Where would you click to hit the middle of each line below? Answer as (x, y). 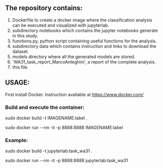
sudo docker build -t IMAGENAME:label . (46, 118)
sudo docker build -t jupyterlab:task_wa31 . (49, 151)
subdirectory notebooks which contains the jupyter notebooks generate (85, 30)
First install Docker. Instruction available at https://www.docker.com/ (74, 94)
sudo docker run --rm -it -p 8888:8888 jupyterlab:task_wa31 (66, 161)
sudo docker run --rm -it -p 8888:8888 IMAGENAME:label (64, 127)
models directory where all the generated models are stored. (74, 57)
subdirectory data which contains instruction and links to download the (84, 46)
